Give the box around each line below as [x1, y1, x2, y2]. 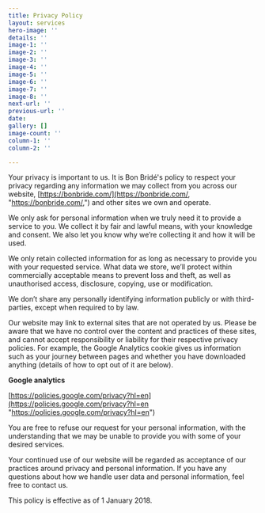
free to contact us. [8, 481, 69, 490]
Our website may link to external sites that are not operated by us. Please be [8, 318, 257, 328]
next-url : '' [8, 100, 51, 108]
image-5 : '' [8, 70, 47, 78]
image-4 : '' [8, 63, 47, 71]
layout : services [8, 19, 66, 27]
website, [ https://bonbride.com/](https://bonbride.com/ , [8, 189, 191, 199]
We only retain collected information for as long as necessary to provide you [8, 254, 257, 264]
